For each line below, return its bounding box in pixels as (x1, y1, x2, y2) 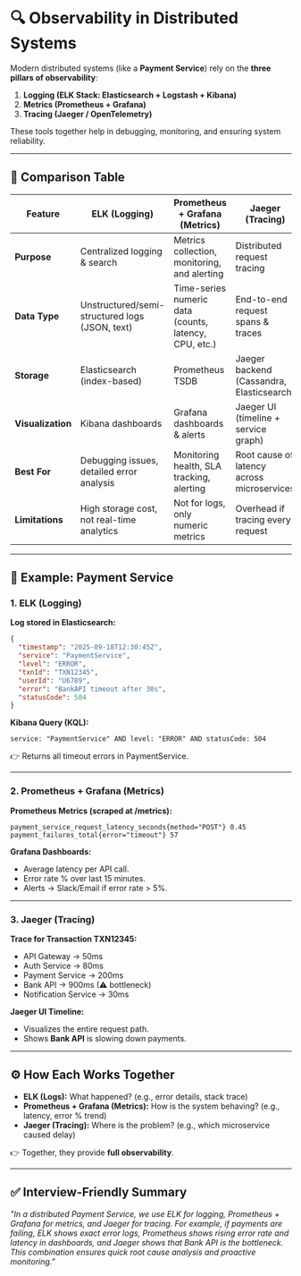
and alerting (173, 267, 224, 279)
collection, (173, 244, 218, 257)
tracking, (173, 471, 211, 483)
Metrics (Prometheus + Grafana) (22, 98, 146, 109)
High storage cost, (79, 502, 158, 515)
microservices (235, 481, 296, 494)
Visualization (14, 417, 72, 430)
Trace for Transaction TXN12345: (10, 933, 138, 944)
